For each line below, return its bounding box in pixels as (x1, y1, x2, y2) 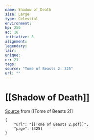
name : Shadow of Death (5, 7, 51, 12)
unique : (5, 52, 21, 58)
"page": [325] (14, 126, 43, 131)
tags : (5, 62, 16, 67)
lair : (5, 48, 16, 53)
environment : (5, 21, 32, 26)
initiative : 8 (5, 35, 34, 40)
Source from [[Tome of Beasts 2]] (5, 108, 73, 114)
